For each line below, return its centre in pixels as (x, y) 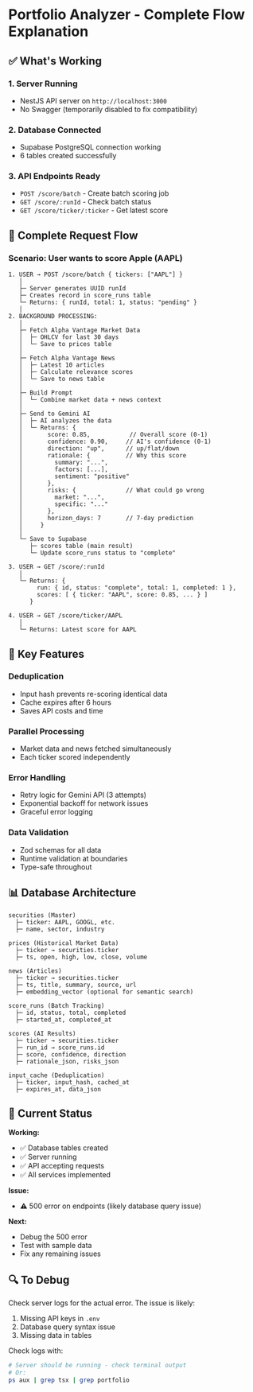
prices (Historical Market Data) (64, 943)
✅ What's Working (55, 61)
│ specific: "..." (64, 504)
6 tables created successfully (68, 156)
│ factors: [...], (64, 470)
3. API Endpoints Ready (54, 177)
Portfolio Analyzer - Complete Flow (127, 15)
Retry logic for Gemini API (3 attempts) (83, 795)
